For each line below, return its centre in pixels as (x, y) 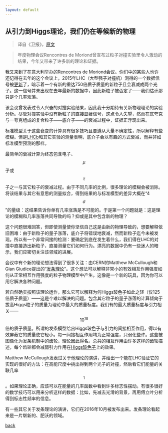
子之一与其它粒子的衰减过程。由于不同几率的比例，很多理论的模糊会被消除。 (84, 187)
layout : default (22, 10)
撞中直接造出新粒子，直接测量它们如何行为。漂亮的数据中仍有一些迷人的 (79, 246)
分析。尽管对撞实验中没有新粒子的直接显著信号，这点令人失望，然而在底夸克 (84, 114)
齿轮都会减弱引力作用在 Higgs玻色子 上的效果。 (70, 347)
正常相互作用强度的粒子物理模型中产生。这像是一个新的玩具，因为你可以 (88, 275)
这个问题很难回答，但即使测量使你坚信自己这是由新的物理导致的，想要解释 (82, 227)
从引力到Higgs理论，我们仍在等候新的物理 (70, 31)
